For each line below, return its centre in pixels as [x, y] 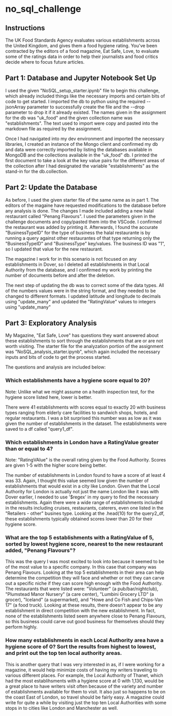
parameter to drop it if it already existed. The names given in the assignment [86, 112]
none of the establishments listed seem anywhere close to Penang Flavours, [86, 616]
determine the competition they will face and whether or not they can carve [85, 578]
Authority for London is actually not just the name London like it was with [82, 492]
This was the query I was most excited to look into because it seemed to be [85, 562]
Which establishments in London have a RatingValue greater [82, 442]
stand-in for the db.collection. [37, 171]
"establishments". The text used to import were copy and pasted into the [82, 123]
